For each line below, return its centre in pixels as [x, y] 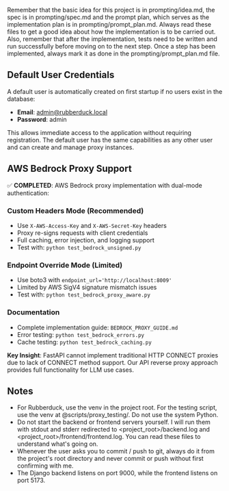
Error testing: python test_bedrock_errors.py [81, 334]
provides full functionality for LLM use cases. [71, 370]
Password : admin [42, 119]
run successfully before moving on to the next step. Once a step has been [111, 46]
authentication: [28, 193]
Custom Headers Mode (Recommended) [76, 210]
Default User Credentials [61, 75]
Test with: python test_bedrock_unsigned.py [79, 247]
